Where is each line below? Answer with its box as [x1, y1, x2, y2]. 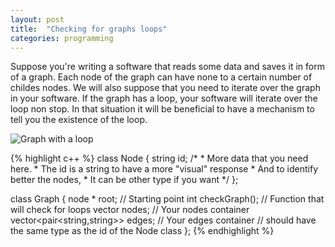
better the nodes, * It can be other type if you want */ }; [10, 174, 239, 186]
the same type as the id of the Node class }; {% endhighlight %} [10, 225, 275, 237]
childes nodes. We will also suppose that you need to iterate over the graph [10, 82, 321, 94]
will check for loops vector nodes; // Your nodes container [10, 204, 250, 216]
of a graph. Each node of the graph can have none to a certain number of [10, 71, 313, 83]
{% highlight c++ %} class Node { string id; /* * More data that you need [10, 152, 309, 165]
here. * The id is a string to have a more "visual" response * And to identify [10, 163, 319, 175]
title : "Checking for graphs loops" [10, 24, 168, 34]
